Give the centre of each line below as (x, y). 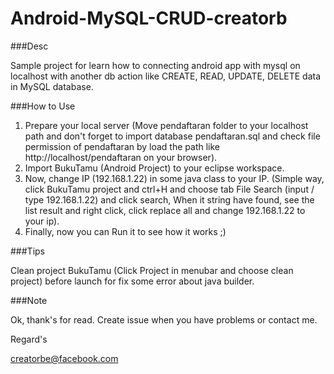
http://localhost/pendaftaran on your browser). (121, 157)
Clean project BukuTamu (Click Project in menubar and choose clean (152, 270)
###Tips (27, 251)
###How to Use (43, 106)
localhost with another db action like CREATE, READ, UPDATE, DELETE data (166, 76)
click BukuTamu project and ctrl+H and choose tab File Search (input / (169, 189)
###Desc (29, 46)
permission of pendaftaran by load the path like (122, 146)
